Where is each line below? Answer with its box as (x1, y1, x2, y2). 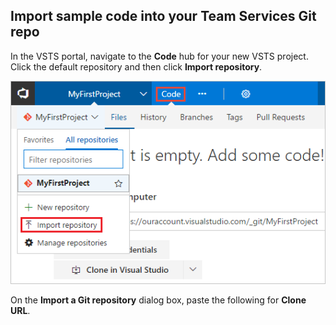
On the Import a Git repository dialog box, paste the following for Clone (10, 294, 307, 306)
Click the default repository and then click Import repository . (10, 60, 263, 73)
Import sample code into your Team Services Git (10, 8, 317, 25)
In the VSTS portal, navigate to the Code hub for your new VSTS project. (10, 50, 309, 62)
